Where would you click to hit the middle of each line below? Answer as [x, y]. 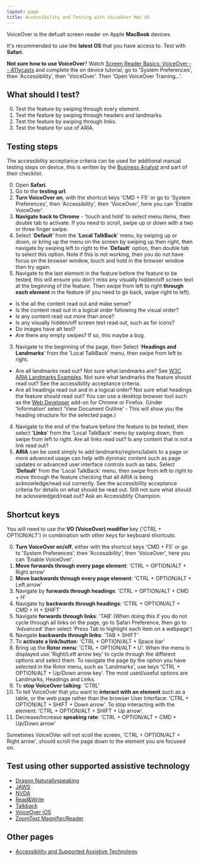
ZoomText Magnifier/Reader [49, 818]
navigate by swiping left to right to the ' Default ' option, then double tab [102, 248]
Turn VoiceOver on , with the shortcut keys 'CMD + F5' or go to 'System [103, 198]
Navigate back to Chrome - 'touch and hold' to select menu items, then [103, 217]
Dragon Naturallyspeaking [47, 780]
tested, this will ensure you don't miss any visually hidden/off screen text [104, 280]
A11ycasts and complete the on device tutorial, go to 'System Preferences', [101, 69]
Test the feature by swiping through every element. [78, 109]
